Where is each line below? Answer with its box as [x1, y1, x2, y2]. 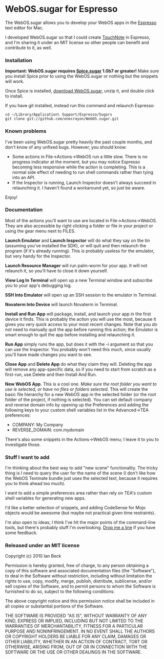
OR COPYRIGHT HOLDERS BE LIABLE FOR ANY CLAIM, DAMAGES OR [5, 634, 146, 639]
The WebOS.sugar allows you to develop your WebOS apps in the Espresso [5, 20, 157, 25]
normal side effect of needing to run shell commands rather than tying [12, 169, 154, 175]
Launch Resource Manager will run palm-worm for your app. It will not [5, 262, 147, 268]
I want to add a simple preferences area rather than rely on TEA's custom [5, 490, 152, 496]
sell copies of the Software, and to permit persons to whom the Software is [5, 584, 156, 589]
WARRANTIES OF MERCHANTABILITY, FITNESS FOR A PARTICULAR [5, 623, 143, 629]
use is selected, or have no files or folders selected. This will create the [5, 386, 148, 392]
